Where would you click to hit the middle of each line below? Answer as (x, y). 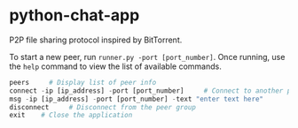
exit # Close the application (71, 116)
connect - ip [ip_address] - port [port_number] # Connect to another (146, 90)
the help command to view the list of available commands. (115, 66)
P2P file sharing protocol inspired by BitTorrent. (96, 40)
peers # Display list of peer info (83, 82)
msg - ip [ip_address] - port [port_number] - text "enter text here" (137, 99)
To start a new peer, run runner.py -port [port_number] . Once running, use (147, 56)
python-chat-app (74, 15)
